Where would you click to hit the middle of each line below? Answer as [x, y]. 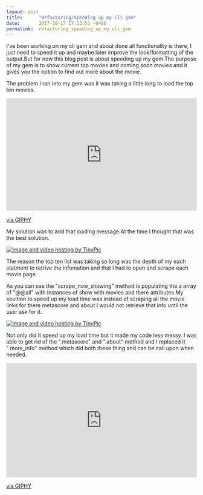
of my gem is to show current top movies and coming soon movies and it [97, 65]
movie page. [22, 274]
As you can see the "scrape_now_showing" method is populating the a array [101, 286]
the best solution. [28, 238]
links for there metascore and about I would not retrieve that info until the [97, 305]
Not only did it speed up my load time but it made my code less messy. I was [101, 335]
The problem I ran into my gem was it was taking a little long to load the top [100, 84]
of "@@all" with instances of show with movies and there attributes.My [95, 292]
